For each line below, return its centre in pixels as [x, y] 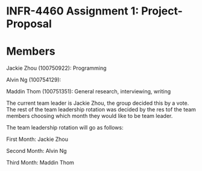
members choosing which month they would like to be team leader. [90, 116]
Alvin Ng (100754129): [34, 80]
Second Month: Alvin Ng [37, 151]
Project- [162, 11]
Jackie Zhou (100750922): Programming [56, 68]
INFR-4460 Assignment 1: [73, 11]
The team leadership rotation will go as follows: [65, 128]
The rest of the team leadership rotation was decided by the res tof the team [101, 110]
